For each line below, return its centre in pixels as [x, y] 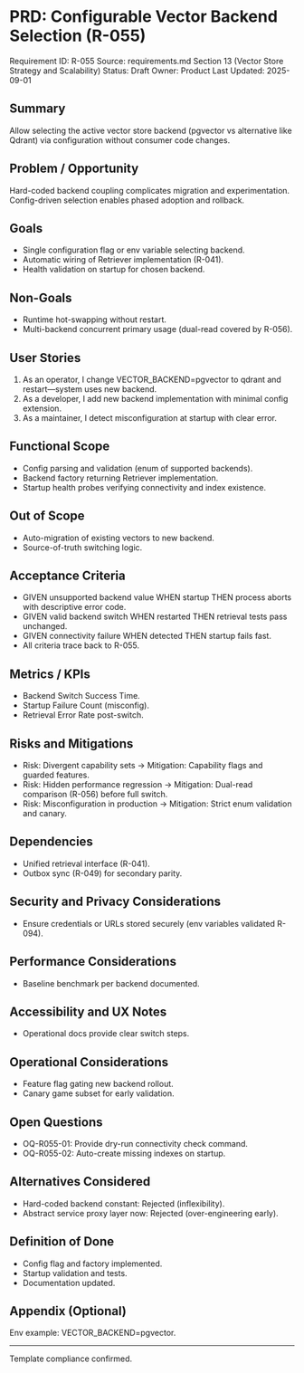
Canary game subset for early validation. [98, 1093]
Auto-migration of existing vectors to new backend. [119, 538]
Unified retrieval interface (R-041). [86, 863]
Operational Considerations [89, 1062]
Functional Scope [60, 447]
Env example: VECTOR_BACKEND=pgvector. [93, 1333]
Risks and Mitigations [71, 744]
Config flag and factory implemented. [92, 1263]
